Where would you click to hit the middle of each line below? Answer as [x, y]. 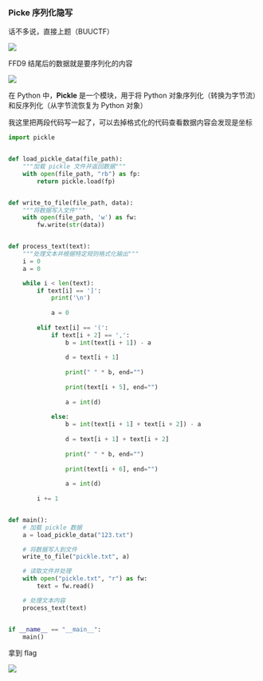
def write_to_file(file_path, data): [71, 203]
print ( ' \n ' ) [71, 298]
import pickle [32, 137]
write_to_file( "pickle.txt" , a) [76, 557]
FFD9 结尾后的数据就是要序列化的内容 [71, 64]
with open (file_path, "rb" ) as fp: [82, 173]
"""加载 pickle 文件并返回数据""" [74, 167]
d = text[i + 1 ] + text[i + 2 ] [117, 440]
